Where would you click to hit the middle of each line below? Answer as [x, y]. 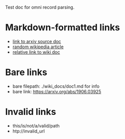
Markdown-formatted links [63, 28]
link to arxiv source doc [37, 41]
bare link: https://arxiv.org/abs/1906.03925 [57, 91]
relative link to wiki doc [36, 52]
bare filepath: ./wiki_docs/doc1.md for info [56, 86]
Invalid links [31, 112]
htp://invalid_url [29, 131]
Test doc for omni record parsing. [40, 7]
